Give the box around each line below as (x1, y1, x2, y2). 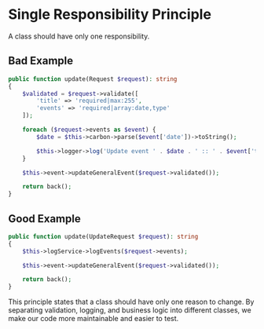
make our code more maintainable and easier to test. (8, 314, 179, 324)
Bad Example (8, 54, 73, 68)
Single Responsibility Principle (8, 5, 212, 24)
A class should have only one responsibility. (8, 31, 150, 41)
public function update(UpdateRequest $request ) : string (8, 232, 199, 240)
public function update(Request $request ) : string (8, 75, 178, 83)
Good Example (8, 212, 81, 225)
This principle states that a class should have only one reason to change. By (8, 297, 255, 307)
